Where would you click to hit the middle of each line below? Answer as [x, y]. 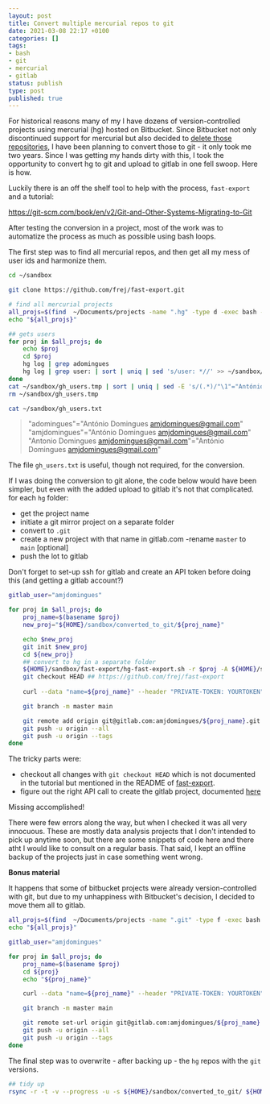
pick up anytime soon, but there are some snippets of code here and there [131, 840]
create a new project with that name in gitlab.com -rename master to [133, 539]
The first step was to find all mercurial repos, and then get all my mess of [129, 252]
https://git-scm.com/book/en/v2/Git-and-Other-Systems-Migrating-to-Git [130, 212]
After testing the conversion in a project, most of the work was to [116, 228]
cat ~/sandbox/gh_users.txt [55, 409]
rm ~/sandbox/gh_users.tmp [53, 394]
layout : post [30, 16]
